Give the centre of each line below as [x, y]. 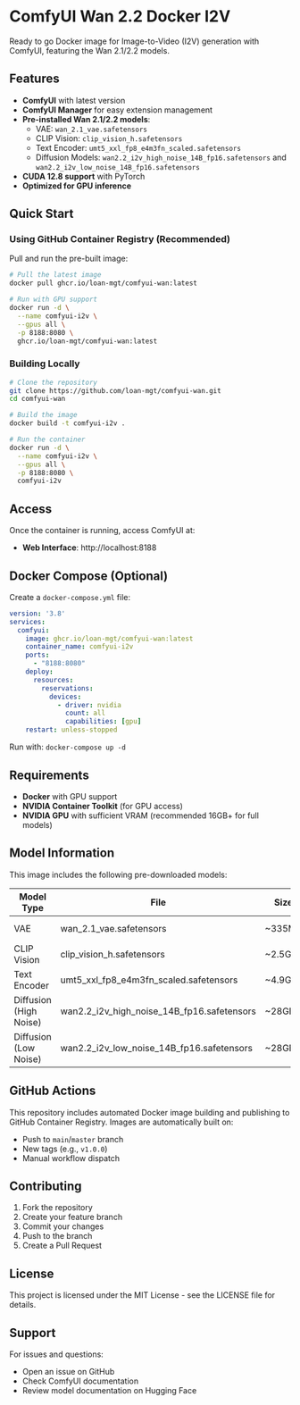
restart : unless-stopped [71, 730]
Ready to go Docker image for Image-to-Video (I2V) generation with [134, 41]
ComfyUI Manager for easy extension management [117, 110]
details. [23, 1305]
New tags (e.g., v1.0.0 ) [65, 1149]
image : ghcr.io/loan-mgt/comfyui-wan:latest [109, 639]
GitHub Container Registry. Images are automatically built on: [121, 1122]
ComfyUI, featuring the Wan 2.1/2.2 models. [89, 50]
